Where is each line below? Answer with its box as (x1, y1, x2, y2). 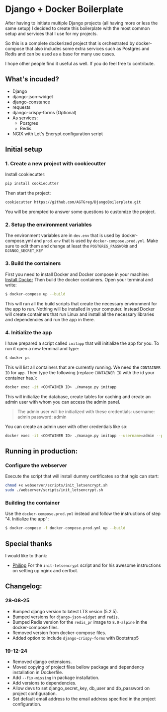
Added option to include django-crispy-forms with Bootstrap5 (12, 635, 139, 641)
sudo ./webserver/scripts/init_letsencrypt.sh (5, 487, 103, 492)
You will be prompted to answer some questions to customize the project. (5, 209, 156, 215)
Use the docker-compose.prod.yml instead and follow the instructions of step (5, 510, 161, 517)
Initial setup (5, 145, 43, 154)
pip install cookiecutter (5, 181, 59, 186)
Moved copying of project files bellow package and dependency (12, 664, 145, 670)
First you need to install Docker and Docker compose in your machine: (5, 271, 149, 277)
